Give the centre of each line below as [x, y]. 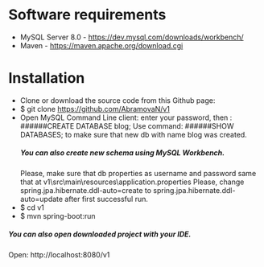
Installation [47, 78]
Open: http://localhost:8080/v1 [59, 254]
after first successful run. [106, 199]
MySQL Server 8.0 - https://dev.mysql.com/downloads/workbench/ [132, 37]
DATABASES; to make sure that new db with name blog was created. [133, 134]
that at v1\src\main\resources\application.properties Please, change [132, 182]
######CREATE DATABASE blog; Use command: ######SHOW [127, 125]
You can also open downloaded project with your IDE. [100, 234]
